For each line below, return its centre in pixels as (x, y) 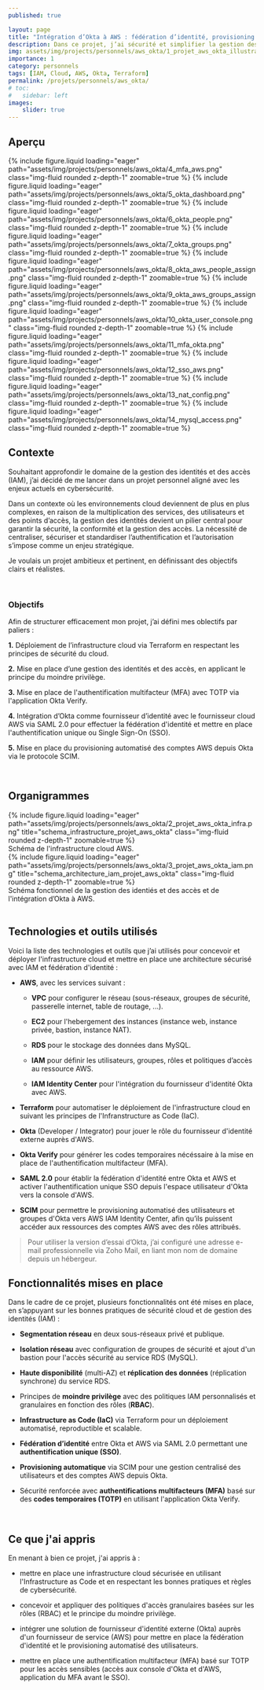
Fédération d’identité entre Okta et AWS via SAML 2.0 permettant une (134, 1444)
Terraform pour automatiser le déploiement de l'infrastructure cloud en (135, 1107)
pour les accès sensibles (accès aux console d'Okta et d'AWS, (121, 1669)
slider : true (44, 110)
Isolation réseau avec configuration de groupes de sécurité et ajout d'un (137, 1350)
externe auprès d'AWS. (57, 1139)
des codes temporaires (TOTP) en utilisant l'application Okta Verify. (130, 1499)
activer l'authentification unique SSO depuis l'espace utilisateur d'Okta (134, 1186)
